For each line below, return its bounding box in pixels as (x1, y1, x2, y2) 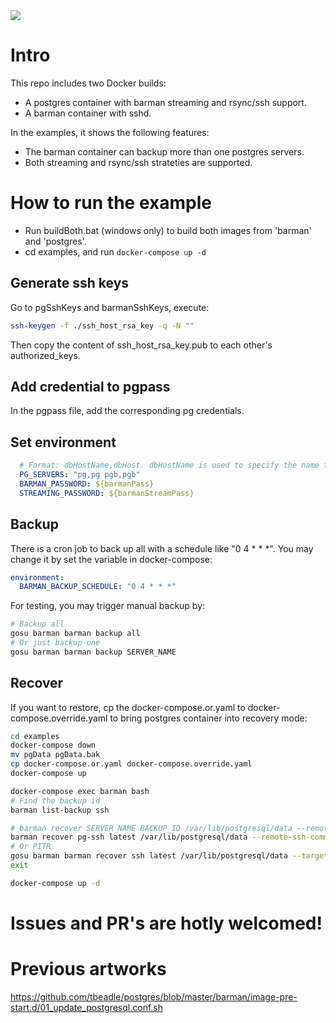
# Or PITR (10, 842, 52, 852)
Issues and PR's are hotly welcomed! (10, 912, 323, 934)
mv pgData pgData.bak (10, 750, 101, 760)
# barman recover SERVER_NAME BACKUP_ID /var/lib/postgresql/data (10, 823, 293, 833)
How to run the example (10, 192, 212, 214)
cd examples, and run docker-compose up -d (24, 245, 207, 258)
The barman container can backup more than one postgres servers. (24, 145, 305, 158)
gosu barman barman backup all (10, 629, 141, 639)
